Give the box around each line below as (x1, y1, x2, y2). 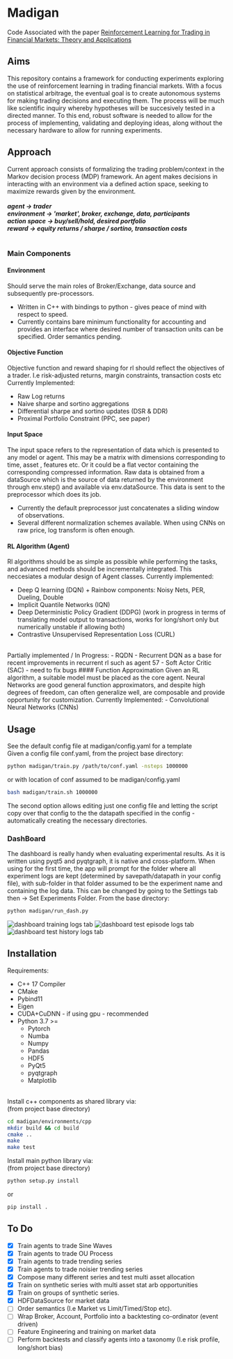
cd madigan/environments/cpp (7, 1118, 92, 1125)
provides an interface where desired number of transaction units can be (17, 324, 224, 333)
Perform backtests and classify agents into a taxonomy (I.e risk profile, (17, 1335, 220, 1344)
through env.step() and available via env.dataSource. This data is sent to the (7, 483, 225, 491)
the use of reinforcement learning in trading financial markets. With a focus (7, 82, 223, 90)
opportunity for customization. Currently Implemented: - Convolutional (7, 696, 209, 704)
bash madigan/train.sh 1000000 (7, 788, 98, 796)
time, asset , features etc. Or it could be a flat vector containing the (7, 460, 200, 469)
